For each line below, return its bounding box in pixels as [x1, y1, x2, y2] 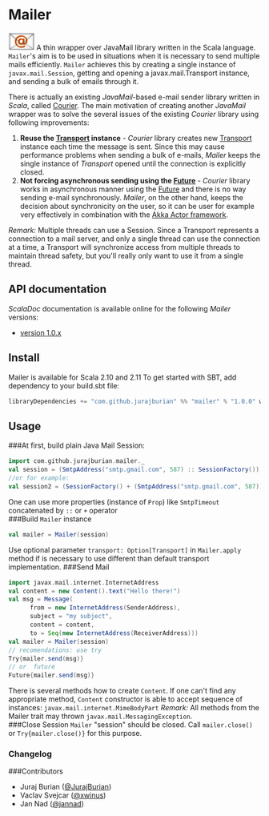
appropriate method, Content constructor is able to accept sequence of [8, 694, 243, 704]
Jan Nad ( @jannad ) [19, 799, 84, 809]
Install [8, 351, 40, 365]
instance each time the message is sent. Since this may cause [19, 142, 226, 151]
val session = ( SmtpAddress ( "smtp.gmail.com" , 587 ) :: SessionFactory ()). [8, 466, 263, 474]
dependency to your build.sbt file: [8, 380, 120, 390]
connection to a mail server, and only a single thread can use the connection [8, 234, 260, 243]
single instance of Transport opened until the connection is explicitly [19, 159, 247, 168]
